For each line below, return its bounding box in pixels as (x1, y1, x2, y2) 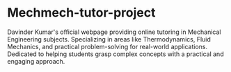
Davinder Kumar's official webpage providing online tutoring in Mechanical (7, 28, 221, 36)
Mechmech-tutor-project (7, 5, 156, 21)
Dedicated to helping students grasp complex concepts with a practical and (7, 50, 224, 58)
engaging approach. (7, 57, 65, 65)
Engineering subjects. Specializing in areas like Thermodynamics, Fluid (7, 35, 211, 43)
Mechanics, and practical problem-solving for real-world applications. (7, 42, 207, 51)
